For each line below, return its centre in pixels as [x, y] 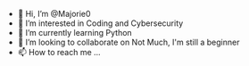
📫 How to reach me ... [59, 52]
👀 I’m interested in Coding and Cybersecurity [100, 23]
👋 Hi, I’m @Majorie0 [54, 14]
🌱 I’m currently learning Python [75, 33]
